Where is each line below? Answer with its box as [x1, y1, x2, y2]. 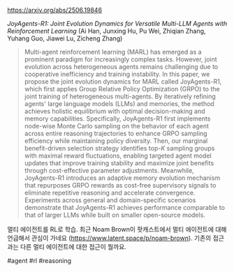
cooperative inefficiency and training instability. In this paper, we [24, 70, 210, 78]
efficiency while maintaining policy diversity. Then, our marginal [24, 137, 208, 145]
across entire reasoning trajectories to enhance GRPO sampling [24, 129, 207, 137]
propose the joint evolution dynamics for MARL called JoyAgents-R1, [24, 77, 222, 86]
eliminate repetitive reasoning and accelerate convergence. [24, 188, 196, 197]
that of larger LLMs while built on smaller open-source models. [24, 211, 206, 219]
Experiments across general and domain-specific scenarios [24, 196, 196, 204]
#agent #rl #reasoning [7, 257, 72, 264]
